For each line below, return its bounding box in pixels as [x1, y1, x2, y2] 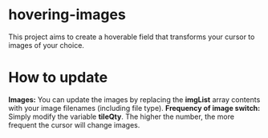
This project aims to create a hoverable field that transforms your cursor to [8, 32, 255, 41]
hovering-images [8, 6, 126, 24]
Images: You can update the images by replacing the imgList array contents [8, 94, 261, 104]
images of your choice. [8, 40, 84, 49]
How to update [8, 69, 108, 87]
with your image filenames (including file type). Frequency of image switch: [8, 103, 261, 112]
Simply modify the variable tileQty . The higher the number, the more [8, 112, 235, 121]
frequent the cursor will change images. [8, 120, 140, 129]
